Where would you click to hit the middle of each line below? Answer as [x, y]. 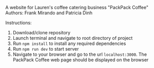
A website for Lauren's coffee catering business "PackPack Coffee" [77, 7]
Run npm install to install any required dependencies [69, 43]
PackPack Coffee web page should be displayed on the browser [81, 60]
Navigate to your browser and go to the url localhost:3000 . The [80, 54]
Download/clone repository [42, 32]
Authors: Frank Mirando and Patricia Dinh [49, 13]
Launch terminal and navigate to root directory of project [73, 38]
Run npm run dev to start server [46, 49]
